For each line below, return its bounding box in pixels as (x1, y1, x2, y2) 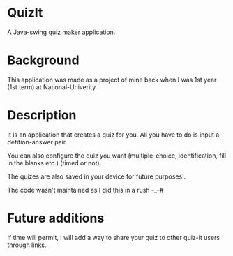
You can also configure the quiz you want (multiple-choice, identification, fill (7, 151, 227, 160)
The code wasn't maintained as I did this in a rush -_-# (7, 186, 164, 194)
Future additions (7, 211, 105, 226)
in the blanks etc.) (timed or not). (7, 158, 102, 167)
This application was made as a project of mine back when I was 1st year (7, 75, 217, 84)
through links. (7, 241, 47, 249)
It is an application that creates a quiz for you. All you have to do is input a (7, 130, 220, 139)
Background (7, 52, 80, 68)
